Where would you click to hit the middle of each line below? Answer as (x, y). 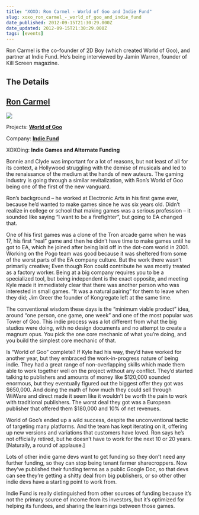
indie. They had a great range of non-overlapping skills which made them (96, 365)
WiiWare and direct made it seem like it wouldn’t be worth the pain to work (97, 396)
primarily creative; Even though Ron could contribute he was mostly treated (98, 266)
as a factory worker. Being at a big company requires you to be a (85, 272)
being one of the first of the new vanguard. (59, 186)
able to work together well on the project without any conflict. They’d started (99, 371)
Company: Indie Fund (33, 139)
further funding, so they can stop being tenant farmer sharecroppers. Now (97, 463)
